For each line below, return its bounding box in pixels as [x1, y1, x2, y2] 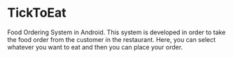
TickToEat [7, 5, 66, 21]
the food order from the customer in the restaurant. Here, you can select [7, 35, 216, 43]
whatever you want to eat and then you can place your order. [7, 43, 183, 51]
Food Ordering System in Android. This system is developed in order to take [7, 28, 226, 36]
